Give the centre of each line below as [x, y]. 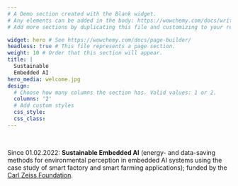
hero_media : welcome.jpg [44, 79]
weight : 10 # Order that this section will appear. [85, 53]
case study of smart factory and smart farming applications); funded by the [118, 168]
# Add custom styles [44, 106]
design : [19, 86]
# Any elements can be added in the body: [71, 21]
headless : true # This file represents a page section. [91, 47]
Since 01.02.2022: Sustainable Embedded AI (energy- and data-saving [112, 152]
